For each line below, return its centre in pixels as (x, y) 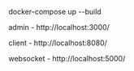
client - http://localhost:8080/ (58, 43)
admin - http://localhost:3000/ (59, 27)
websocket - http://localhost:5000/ (67, 58)
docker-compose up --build (55, 12)
